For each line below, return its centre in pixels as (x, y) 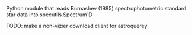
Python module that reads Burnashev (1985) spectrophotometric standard (96, 8)
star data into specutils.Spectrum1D (49, 15)
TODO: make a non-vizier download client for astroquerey (77, 26)
